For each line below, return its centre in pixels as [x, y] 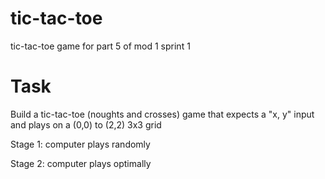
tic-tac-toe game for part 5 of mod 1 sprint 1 [100, 46]
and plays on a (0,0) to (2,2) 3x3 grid [86, 124]
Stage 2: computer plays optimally [81, 163]
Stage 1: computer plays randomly [80, 144]
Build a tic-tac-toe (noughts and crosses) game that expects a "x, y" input [162, 114]
